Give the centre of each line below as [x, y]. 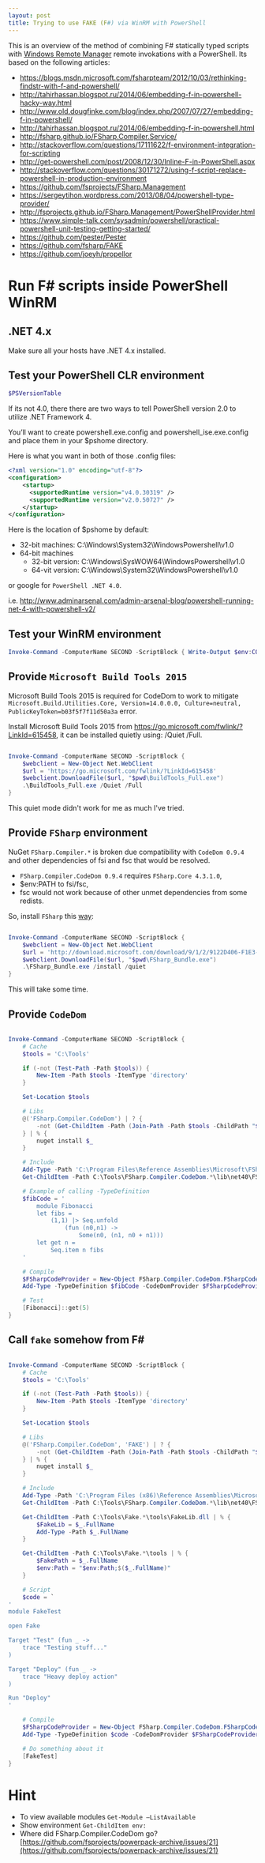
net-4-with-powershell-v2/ [52, 609]
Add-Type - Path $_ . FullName [82, 1532]
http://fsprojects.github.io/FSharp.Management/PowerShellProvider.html [137, 212]
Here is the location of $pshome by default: [79, 529]
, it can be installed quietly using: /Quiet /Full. [129, 735]
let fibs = [54, 1214]
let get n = [56, 1243]
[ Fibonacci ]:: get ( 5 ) [56, 1308]
